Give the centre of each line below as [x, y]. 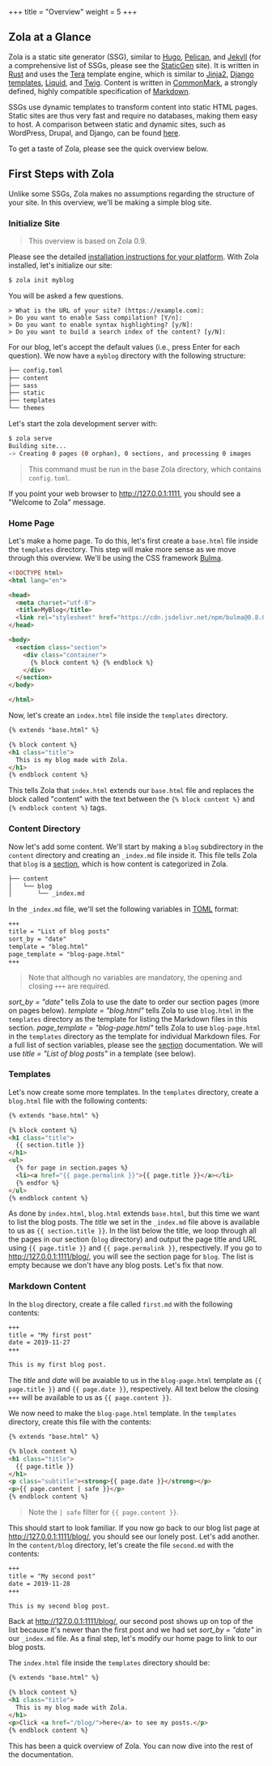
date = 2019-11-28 [39, 1583]
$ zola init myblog [41, 280]
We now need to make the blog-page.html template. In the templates [123, 1413]
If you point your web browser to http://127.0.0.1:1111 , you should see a [125, 493]
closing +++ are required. [69, 986]
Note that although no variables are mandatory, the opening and [135, 977]
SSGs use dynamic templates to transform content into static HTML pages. [133, 107]
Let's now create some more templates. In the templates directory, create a [134, 1092]
